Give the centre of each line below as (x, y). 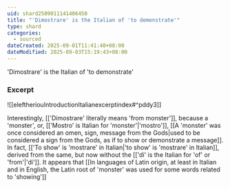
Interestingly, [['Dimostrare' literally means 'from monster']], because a (108, 118)
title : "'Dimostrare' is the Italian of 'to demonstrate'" (94, 20)
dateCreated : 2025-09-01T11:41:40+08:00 (66, 46)
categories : (24, 33)
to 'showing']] (27, 177)
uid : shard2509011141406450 (48, 13)
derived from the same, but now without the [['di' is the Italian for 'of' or (109, 155)
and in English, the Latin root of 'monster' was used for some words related (114, 169)
